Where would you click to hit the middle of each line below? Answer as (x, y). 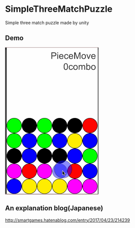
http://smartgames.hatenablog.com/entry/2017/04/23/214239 (67, 220)
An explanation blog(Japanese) (54, 208)
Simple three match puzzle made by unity (47, 23)
